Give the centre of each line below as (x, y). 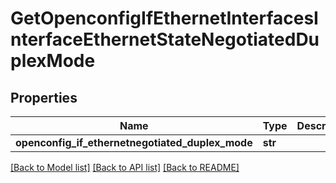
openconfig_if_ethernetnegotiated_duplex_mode (134, 142)
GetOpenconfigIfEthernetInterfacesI (164, 18)
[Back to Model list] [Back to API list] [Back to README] (125, 167)
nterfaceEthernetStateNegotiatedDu (165, 39)
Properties (44, 97)
